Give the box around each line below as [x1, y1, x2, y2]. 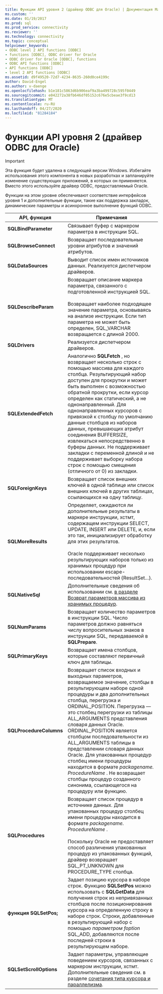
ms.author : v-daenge [5, 83, 47, 89]
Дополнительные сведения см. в [67, 969, 146, 976]
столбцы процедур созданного [67, 775, 141, 782]
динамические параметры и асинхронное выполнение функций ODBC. [5, 202, 153, 208]
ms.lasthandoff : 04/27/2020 [5, 106, 62, 112]
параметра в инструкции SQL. [67, 228, 139, 235]
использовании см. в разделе [67, 588, 138, 595]
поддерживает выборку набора [67, 455, 143, 462]
